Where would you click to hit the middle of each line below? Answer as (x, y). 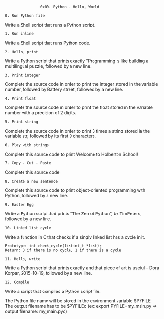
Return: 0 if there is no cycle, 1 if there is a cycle (63, 250)
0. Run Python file (25, 16)
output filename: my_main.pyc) (36, 311)
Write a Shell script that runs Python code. (48, 43)
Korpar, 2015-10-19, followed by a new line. (48, 273)
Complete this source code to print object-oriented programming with (75, 190)
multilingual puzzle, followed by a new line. (48, 66)
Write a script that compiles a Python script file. (53, 291)
